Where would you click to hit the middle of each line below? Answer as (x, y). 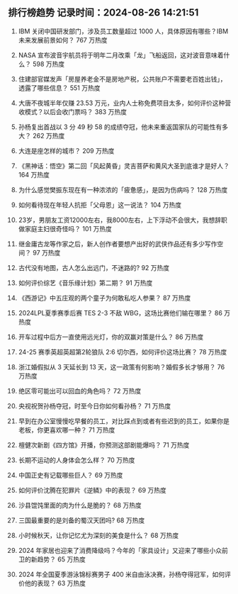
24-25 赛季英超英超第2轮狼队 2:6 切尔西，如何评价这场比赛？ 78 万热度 (123, 352)
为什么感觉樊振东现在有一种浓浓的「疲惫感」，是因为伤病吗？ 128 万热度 (123, 189)
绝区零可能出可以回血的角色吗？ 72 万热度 (80, 391)
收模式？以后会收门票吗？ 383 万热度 (72, 111)
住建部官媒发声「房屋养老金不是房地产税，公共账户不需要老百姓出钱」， (122, 79)
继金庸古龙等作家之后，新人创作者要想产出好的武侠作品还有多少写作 (118, 244)
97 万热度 (46, 252)
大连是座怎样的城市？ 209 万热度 (66, 150)
